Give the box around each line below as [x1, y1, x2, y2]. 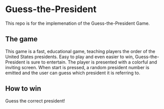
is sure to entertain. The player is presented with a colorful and [26, 59, 157, 65]
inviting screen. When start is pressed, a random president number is [5, 64, 149, 70]
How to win [5, 84, 42, 93]
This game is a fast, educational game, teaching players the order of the [5, 48, 155, 54]
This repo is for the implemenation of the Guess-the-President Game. [5, 20, 150, 26]
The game [5, 35, 38, 43]
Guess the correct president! [5, 97, 65, 104]
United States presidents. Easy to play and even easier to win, [5, 53, 134, 60]
